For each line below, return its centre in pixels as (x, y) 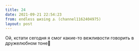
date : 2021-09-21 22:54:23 (33, 14)
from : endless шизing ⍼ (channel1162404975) (53, 19)
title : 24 (16, 10)
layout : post (19, 24)
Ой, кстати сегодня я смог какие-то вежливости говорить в (70, 38)
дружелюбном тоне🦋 (28, 43)
